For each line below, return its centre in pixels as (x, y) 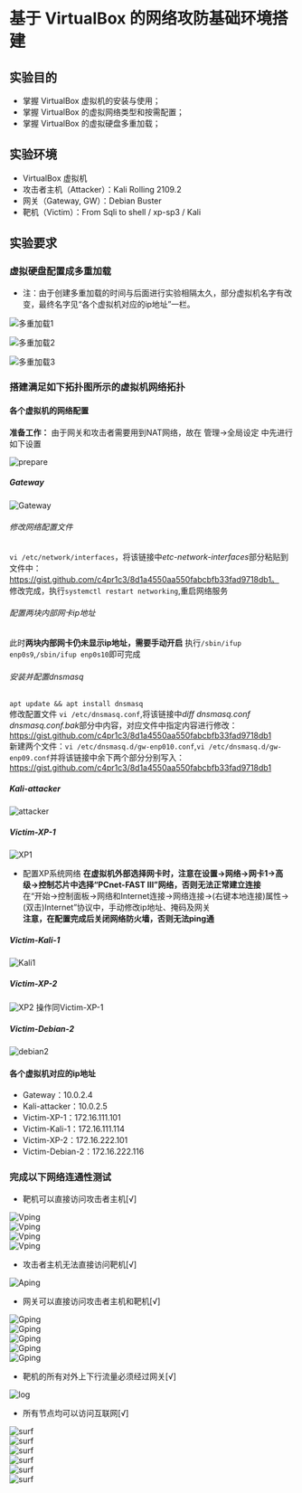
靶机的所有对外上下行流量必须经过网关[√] (99, 1376)
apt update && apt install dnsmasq (76, 704)
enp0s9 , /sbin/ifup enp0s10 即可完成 (75, 654)
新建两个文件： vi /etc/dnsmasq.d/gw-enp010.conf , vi (107, 746)
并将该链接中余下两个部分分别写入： (117, 758)
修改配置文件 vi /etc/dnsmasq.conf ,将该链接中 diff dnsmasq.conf (130, 714)
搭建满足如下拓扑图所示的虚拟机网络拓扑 (97, 387)
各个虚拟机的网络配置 (49, 411)
